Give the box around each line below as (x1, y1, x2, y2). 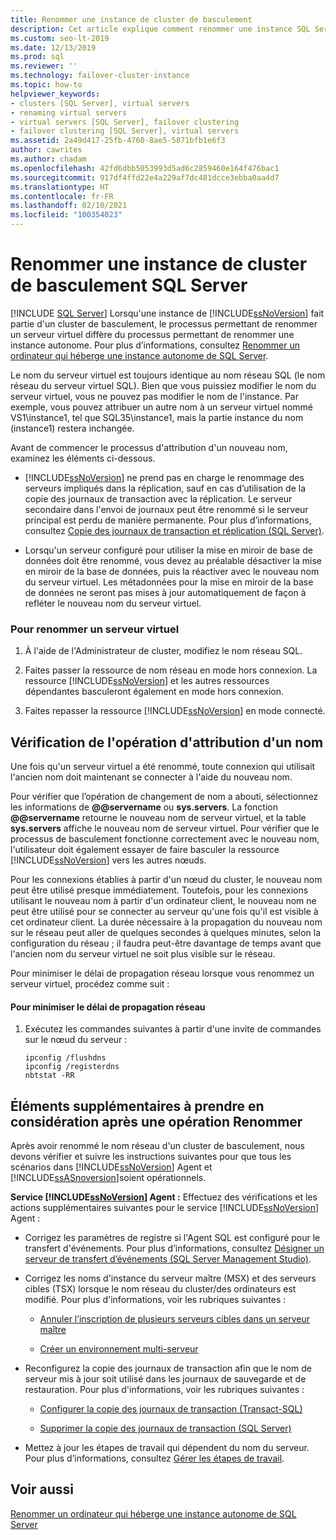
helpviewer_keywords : (10, 89, 101, 99)
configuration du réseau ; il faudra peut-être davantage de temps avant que (10, 937, 322, 950)
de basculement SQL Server (10, 274, 248, 297)
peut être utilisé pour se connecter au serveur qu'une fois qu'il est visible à (10, 906, 319, 918)
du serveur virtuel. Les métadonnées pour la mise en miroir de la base (24, 576, 314, 588)
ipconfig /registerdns (24, 1062, 120, 1072)
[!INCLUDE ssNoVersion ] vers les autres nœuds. (10, 854, 207, 866)
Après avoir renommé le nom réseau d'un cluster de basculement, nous (10, 1140, 305, 1152)
